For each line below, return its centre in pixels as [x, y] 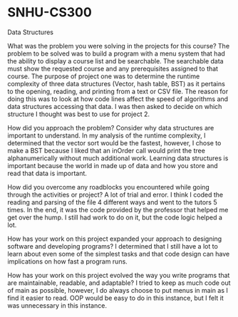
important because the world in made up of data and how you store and [113, 165]
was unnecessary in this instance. [57, 305]
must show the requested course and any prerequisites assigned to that [113, 68]
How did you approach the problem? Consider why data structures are [111, 128]
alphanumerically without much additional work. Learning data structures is [118, 158]
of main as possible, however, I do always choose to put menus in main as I [118, 290]
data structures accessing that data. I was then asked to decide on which [115, 106]
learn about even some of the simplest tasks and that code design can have [119, 254]
